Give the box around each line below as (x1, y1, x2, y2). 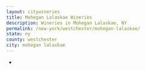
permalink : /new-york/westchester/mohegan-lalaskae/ (6, 25, 141, 32)
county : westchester (6, 36, 58, 42)
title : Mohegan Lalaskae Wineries (6, 14, 93, 20)
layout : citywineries (6, 8, 60, 15)
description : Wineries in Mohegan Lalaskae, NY (6, 20, 127, 26)
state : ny (6, 31, 31, 37)
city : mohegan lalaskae (6, 42, 66, 48)
